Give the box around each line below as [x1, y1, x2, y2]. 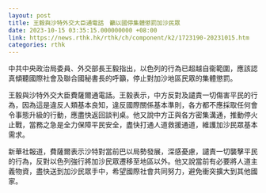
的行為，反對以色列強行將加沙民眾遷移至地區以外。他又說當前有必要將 [8, 157, 237, 166]
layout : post [8, 11, 51, 20]
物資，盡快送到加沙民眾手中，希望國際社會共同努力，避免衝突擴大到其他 [14, 167, 251, 176]
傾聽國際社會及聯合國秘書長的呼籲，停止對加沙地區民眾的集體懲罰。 [14, 74, 237, 83]
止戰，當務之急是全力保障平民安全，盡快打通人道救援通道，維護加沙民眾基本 [8, 120, 258, 130]
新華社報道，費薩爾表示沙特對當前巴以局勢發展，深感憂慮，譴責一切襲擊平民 [8, 147, 258, 157]
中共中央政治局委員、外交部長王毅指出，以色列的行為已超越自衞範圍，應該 [8, 64, 251, 74]
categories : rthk [8, 41, 66, 49]
